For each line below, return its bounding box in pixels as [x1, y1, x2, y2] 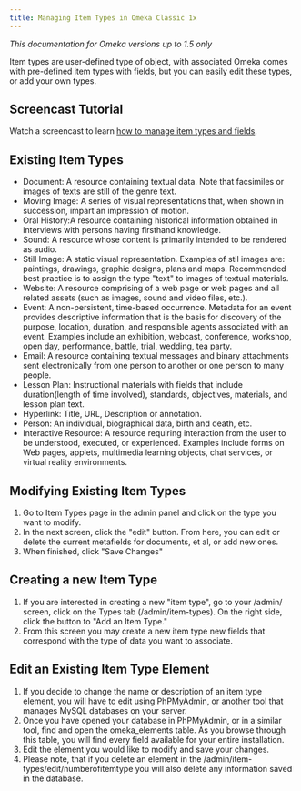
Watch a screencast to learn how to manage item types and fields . [9, 126, 257, 137]
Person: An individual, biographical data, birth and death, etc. [22, 418, 253, 429]
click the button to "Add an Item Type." [22, 615, 168, 626]
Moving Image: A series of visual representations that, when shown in [22, 196, 285, 207]
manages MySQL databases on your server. [22, 705, 187, 715]
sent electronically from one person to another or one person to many [22, 360, 285, 371]
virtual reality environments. [22, 457, 127, 468]
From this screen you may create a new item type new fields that [22, 625, 266, 636]
